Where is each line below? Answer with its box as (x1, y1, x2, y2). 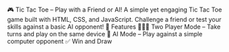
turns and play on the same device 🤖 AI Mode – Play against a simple (7, 30, 203, 38)
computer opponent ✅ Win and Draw (7, 37, 112, 45)
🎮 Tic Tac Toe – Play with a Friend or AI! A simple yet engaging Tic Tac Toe (7, 5, 222, 14)
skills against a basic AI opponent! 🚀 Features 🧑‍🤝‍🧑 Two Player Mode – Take (7, 23, 221, 31)
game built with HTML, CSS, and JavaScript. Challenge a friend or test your (7, 16, 222, 23)
